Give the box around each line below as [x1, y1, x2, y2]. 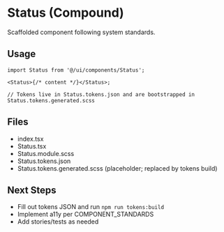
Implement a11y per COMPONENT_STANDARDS [17, 210, 154, 219]
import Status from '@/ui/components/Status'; [7, 66, 145, 74]
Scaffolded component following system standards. [7, 28, 156, 36]
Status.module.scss [17, 149, 75, 157]
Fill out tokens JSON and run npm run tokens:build [17, 203, 165, 211]
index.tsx [17, 134, 44, 143]
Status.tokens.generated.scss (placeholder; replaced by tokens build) [17, 164, 218, 172]
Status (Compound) [7, 5, 124, 21]
